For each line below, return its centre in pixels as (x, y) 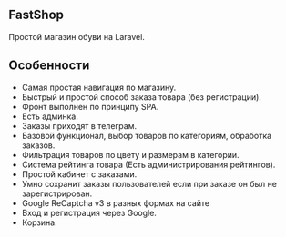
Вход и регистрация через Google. (89, 212)
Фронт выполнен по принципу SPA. (90, 106)
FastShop (36, 15)
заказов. (38, 145)
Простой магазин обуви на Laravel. (77, 36)
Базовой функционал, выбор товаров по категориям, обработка (147, 135)
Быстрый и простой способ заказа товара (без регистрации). (141, 97)
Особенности (49, 66)
